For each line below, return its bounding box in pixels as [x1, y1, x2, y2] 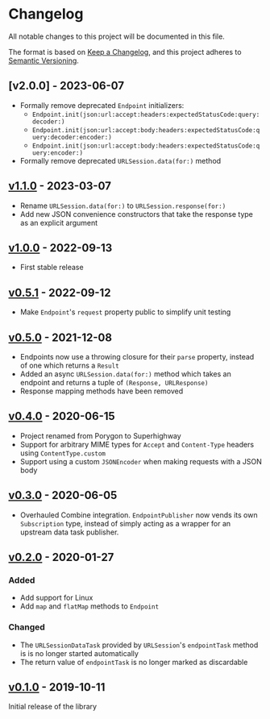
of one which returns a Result [19, 360, 119, 370]
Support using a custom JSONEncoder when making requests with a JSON [19, 456, 262, 466]
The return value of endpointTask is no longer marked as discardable [19, 657, 248, 667]
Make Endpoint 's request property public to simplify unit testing [19, 307, 231, 317]
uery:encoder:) [31, 148, 83, 157]
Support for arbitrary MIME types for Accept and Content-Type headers [19, 439, 255, 449]
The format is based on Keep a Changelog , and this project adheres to [8, 47, 242, 56]
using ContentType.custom [19, 448, 106, 458]
